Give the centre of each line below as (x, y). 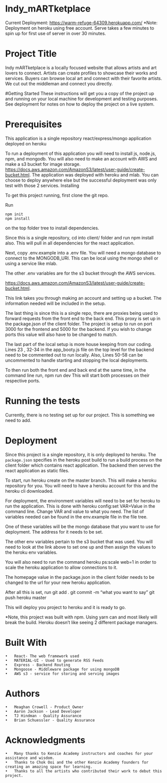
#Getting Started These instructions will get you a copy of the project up (79, 93)
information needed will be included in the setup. (55, 303)
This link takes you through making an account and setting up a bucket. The (83, 298)
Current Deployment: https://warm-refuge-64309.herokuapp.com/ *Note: (81, 23)
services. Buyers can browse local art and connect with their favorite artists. (84, 78)
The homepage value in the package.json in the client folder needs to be (80, 577)
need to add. (18, 420)
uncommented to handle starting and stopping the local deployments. (77, 360)
